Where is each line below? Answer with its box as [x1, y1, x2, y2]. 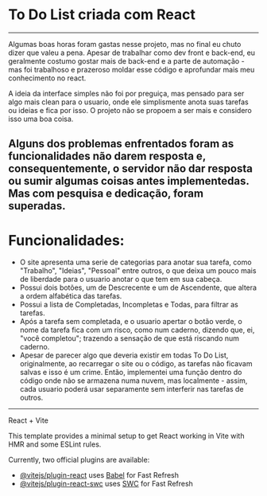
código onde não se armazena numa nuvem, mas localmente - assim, [19, 376, 248, 385]
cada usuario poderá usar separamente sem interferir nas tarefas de [19, 385, 244, 394]
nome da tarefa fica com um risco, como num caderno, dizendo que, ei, [19, 325, 255, 335]
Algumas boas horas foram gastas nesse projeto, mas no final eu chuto [8, 39, 242, 49]
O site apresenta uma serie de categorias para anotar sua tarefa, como [19, 257, 252, 268]
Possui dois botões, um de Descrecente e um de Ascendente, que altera [19, 283, 257, 292]
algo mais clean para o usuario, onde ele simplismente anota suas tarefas [8, 97, 249, 107]
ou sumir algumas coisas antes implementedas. [8, 174, 250, 188]
